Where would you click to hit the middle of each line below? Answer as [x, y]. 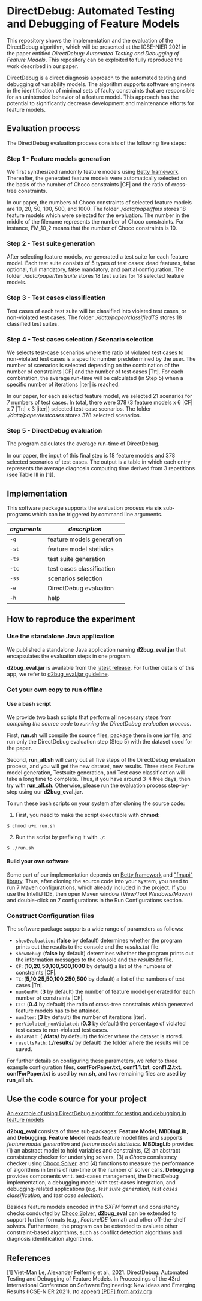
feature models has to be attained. [58, 1011]
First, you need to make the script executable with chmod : [88, 815]
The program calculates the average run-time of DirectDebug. [83, 444]
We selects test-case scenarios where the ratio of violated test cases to [95, 352]
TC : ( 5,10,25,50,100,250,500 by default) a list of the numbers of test [100, 979]
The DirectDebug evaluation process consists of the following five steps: [97, 143]
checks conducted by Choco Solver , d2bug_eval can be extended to [92, 1213]
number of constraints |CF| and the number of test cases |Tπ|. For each [95, 372]
